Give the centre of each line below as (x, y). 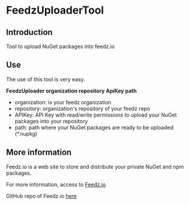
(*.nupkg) (26, 133)
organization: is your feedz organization (63, 102)
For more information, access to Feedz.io (56, 184)
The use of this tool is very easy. (46, 79)
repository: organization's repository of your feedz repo (82, 108)
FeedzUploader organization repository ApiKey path (71, 91)
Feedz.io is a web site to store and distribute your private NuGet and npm (95, 166)
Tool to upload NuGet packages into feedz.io (60, 46)
